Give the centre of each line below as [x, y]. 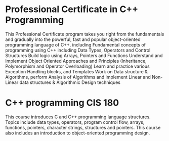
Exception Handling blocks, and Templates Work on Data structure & [77, 71]
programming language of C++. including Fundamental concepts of [75, 44]
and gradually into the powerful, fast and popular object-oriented [73, 39]
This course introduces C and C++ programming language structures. [78, 117]
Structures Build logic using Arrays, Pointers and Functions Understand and [84, 55]
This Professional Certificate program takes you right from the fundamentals [85, 34]
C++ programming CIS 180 [62, 103]
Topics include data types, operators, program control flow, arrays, [75, 122]
